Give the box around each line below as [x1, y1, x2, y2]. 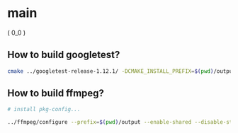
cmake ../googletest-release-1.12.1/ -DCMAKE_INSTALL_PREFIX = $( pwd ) [7, 67, 214, 75]
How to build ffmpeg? [7, 87, 105, 100]
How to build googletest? [7, 49, 120, 61]
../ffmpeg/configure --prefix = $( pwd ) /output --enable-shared [7, 119, 192, 126]
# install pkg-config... [7, 106, 81, 113]
